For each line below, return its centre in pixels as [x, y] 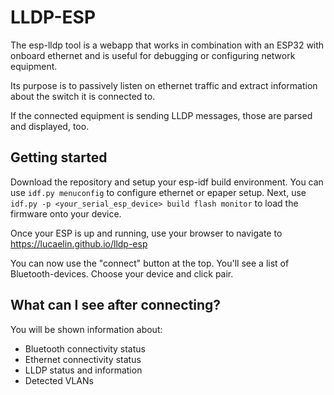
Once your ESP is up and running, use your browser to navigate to [146, 233]
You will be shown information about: [86, 329]
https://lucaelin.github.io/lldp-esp [79, 243]
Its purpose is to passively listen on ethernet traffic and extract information [164, 85]
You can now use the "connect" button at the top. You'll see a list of [150, 263]
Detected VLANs [59, 380]
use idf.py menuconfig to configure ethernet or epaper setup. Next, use [158, 192]
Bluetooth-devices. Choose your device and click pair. [122, 273]
